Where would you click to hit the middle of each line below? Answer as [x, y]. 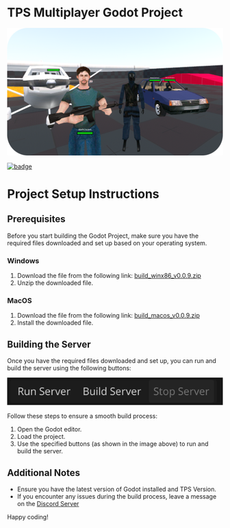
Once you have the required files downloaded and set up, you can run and [112, 361]
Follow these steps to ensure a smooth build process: [82, 416]
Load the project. [41, 437]
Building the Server [49, 344]
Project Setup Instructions [83, 194]
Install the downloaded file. [55, 323]
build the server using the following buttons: [69, 368]
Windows [23, 260]
